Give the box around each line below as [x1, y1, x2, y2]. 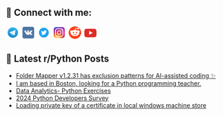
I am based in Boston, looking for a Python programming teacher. [15, 79, 202, 87]
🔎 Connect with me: [6, 7, 92, 19]
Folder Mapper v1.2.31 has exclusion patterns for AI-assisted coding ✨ [15, 71, 216, 79]
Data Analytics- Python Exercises [15, 86, 111, 95]
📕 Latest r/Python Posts [6, 53, 110, 65]
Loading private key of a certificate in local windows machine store [15, 101, 207, 109]
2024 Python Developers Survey [15, 94, 109, 102]
